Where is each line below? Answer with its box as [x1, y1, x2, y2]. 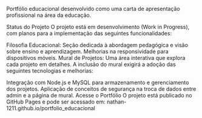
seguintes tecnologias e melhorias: [6, 67, 93, 74]
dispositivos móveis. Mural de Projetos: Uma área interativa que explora [6, 54, 186, 61]
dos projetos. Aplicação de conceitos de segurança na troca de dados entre [6, 85, 197, 93]
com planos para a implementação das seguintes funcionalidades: [6, 30, 172, 37]
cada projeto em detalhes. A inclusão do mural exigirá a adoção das [6, 61, 176, 68]
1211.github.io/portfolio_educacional [6, 105, 95, 111]
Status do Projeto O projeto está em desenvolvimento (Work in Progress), [6, 24, 190, 30]
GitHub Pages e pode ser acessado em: [6, 98, 106, 105]
